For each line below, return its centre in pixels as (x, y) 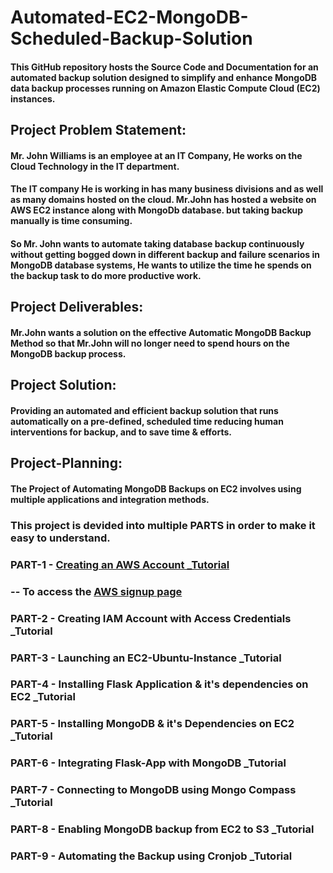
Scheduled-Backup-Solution (131, 38)
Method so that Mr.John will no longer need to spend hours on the (150, 343)
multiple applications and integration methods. (110, 499)
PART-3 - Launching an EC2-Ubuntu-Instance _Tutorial (146, 658)
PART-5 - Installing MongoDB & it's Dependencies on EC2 (152, 724)
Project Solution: (63, 385)
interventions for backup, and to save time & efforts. (121, 432)
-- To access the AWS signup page (96, 591)
